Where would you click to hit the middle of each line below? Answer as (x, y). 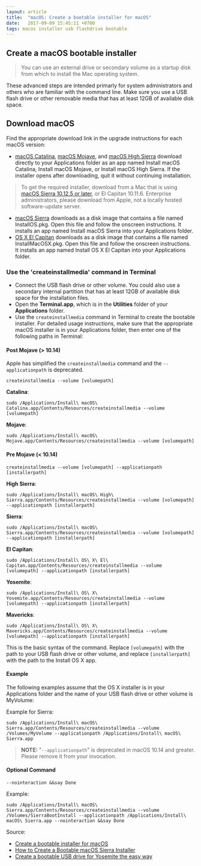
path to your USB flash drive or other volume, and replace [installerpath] (98, 653)
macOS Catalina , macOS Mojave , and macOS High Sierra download (98, 156)
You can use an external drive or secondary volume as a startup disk (106, 67)
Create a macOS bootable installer (71, 53)
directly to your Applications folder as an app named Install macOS (97, 163)
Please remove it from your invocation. (69, 756)
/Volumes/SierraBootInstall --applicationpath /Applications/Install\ (96, 815)
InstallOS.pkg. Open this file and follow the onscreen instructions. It (98, 224)
